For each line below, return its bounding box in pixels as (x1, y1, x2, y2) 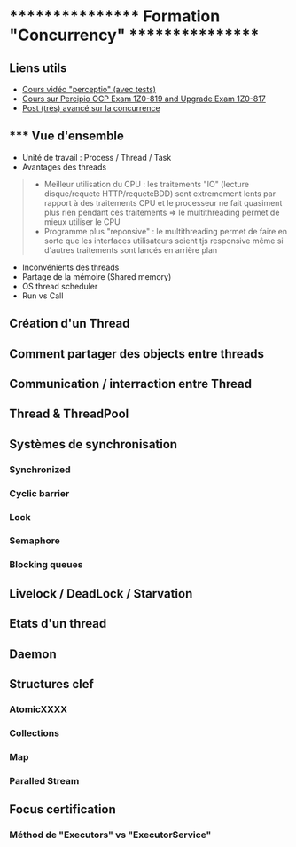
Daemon (9, 646, 57, 661)
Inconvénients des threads (21, 262, 120, 273)
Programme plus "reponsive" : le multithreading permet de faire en (43, 226, 288, 236)
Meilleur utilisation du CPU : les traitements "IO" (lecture (43, 178, 250, 189)
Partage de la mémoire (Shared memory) (21, 271, 172, 281)
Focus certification (9, 802, 117, 818)
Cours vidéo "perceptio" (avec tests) (21, 84, 157, 94)
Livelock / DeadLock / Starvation (9, 586, 193, 601)
